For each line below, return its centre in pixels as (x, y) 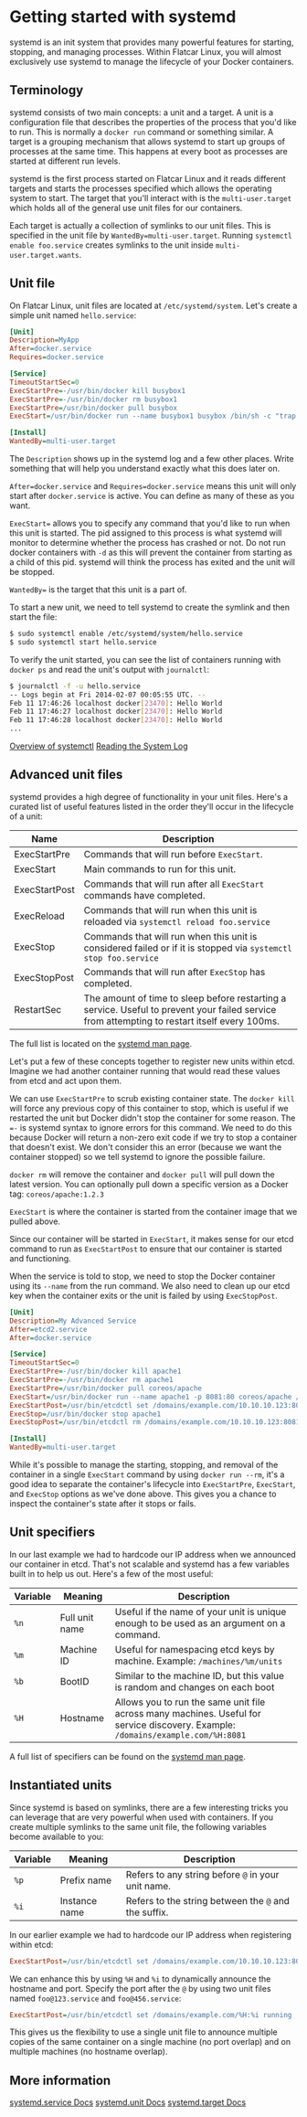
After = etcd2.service (49, 1329)
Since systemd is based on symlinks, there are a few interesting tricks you (149, 1807)
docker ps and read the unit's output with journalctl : (110, 669)
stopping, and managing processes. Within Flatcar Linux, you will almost (145, 51)
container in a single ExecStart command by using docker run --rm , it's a (147, 1474)
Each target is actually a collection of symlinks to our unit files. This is (140, 225)
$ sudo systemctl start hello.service (83, 642)
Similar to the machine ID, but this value (200, 1676)
